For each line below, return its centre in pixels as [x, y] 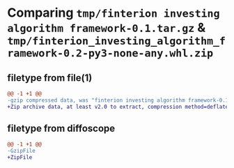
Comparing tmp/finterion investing [114, 13]
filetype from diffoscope [61, 129]
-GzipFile [22, 151]
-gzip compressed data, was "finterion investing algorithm [96, 100]
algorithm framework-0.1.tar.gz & [107, 28]
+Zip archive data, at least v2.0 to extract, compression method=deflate [118, 107]
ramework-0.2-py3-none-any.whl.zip [110, 53]
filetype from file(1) [50, 78]
